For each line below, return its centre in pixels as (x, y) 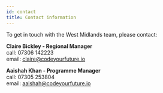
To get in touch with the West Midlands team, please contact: (82, 34)
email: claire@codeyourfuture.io (46, 59)
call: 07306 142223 (30, 52)
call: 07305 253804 (31, 77)
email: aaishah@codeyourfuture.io (49, 83)
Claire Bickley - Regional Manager (49, 46)
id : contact (21, 12)
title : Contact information (41, 17)
